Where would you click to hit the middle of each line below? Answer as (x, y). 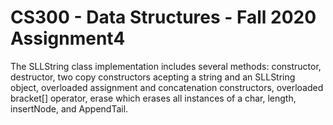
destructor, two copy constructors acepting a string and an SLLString (153, 77)
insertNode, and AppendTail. (69, 108)
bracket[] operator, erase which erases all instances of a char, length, (153, 98)
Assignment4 (68, 38)
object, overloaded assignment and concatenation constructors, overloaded (167, 87)
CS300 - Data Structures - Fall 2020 (163, 17)
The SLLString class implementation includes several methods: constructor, (166, 66)
